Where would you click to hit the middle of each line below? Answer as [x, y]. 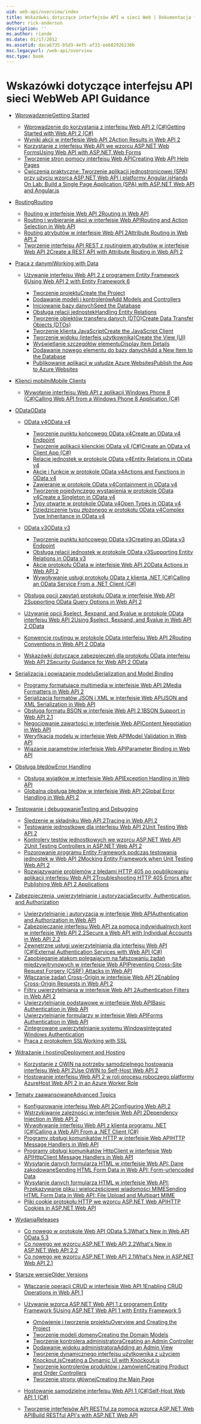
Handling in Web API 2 [51, 797]
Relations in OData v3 [59, 558]
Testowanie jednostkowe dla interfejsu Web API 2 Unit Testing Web [106, 827]
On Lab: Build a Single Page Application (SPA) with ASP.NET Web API [109, 184]
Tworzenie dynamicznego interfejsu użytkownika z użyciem [106, 1353]
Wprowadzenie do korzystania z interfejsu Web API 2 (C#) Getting [104, 127]
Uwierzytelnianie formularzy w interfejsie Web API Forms [93, 1015]
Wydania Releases [37, 1219]
